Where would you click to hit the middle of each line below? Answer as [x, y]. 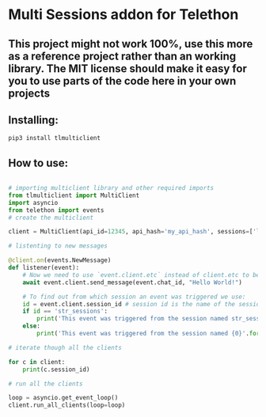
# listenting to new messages [58, 246]
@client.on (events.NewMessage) [60, 260]
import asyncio [33, 203]
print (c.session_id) [56, 370]
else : [32, 326]
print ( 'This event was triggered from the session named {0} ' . [143, 334]
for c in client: [37, 362]
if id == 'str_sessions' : [65, 311]
